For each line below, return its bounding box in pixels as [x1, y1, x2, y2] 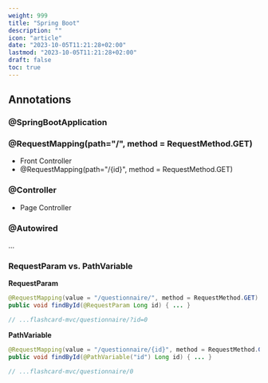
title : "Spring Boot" [8, 19, 81, 27]
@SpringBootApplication [8, 117, 108, 128]
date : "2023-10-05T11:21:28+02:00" [8, 41, 127, 49]
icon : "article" [8, 33, 62, 42]
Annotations [8, 93, 72, 107]
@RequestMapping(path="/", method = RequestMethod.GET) [8, 138, 253, 149]
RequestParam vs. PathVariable [8, 260, 133, 272]
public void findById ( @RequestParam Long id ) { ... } [8, 302, 191, 310]
